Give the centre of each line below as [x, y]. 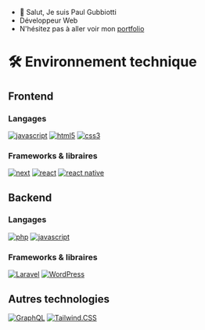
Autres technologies [59, 299]
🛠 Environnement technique [102, 62]
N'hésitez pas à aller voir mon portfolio [82, 29]
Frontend [31, 96]
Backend [30, 197]
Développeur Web [49, 20]
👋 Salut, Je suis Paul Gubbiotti [68, 12]
